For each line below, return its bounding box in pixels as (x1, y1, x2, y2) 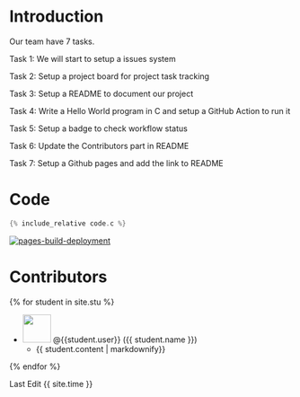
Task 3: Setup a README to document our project (9, 88, 194, 99)
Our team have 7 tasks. (9, 36, 95, 47)
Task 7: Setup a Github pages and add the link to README (9, 157, 224, 168)
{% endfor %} (9, 361, 61, 372)
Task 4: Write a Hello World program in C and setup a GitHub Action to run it (9, 105, 291, 116)
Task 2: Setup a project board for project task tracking (9, 70, 209, 82)
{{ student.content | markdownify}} (35, 343, 166, 354)
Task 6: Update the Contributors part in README (9, 140, 190, 151)
